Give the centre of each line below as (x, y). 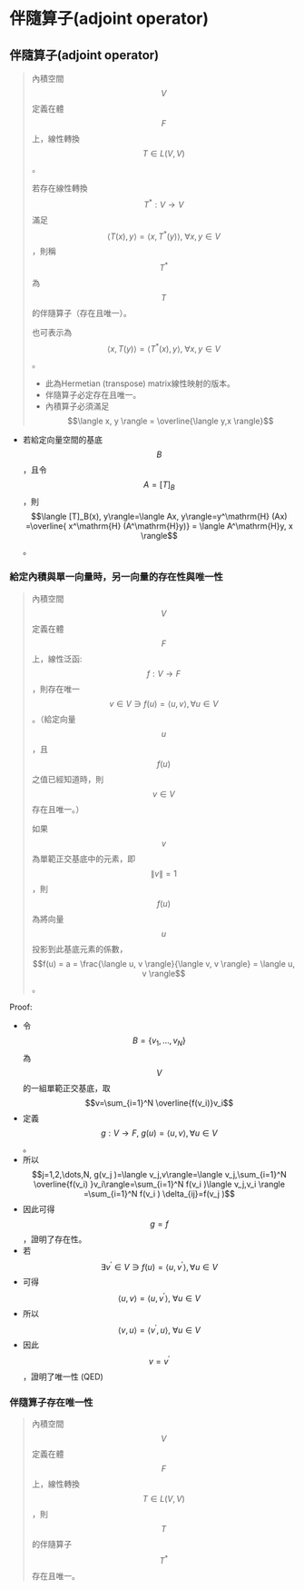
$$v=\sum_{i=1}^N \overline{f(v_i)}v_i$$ (159, 1103)
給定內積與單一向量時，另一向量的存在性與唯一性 (117, 577)
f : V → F (164, 673)
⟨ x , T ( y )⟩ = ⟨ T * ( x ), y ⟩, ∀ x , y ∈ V (164, 348)
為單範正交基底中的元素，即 (83, 859)
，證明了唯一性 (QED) (63, 1376)
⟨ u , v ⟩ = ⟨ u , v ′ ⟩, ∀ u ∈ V (159, 1297)
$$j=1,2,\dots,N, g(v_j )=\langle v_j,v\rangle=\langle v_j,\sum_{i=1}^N (159, 1174)
